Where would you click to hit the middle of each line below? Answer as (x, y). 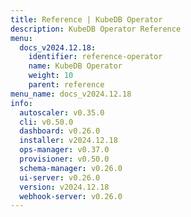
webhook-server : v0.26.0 (71, 196)
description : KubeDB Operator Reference (96, 29)
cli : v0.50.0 (46, 122)
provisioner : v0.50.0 (64, 159)
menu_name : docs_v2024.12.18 (71, 94)
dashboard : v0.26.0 (60, 131)
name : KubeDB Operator (75, 66)
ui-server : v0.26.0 (60, 177)
